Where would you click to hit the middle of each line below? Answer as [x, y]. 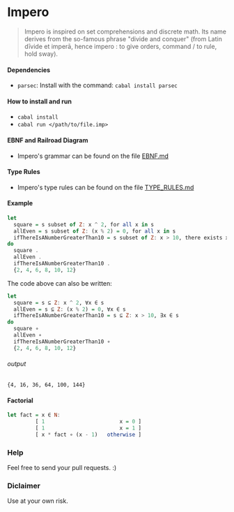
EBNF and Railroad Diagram [48, 140]
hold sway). [41, 54]
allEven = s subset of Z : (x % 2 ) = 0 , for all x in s [95, 231]
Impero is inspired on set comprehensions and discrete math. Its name [125, 31]
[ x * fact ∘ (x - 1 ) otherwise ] [88, 434]
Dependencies [29, 70]
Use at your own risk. [38, 501]
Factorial [20, 400]
